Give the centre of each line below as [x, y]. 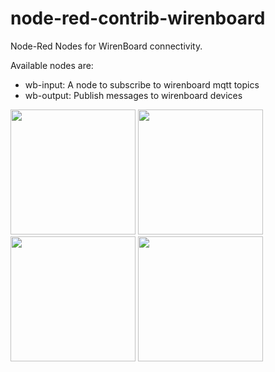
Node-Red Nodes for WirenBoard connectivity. [106, 46]
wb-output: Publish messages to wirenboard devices [133, 95]
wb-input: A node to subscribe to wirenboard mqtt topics [142, 84]
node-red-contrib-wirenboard [138, 18]
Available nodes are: [52, 65]
